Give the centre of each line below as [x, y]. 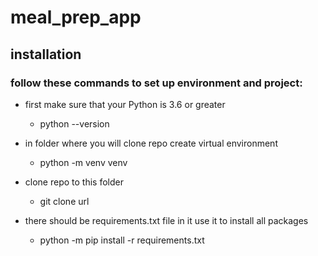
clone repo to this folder [74, 182]
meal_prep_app [76, 17]
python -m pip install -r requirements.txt [122, 240]
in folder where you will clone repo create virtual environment [151, 143]
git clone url [64, 201]
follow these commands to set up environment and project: [156, 83]
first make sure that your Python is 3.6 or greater [125, 104]
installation [46, 54]
